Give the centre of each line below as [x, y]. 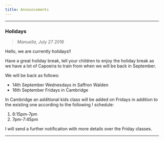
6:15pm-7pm [25, 114]
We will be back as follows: [32, 75]
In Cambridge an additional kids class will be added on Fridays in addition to [82, 99]
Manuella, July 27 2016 [41, 41]
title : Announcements [27, 10]
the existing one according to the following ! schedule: [60, 104]
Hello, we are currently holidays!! [38, 51]
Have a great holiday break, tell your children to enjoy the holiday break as [80, 60]
